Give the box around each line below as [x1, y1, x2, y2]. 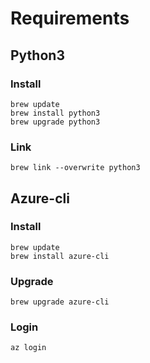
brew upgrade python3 [10, 117, 101, 127]
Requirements [10, 7, 130, 30]
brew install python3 [10, 108, 101, 118]
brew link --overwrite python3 [10, 163, 141, 173]
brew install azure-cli [10, 251, 110, 261]
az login [10, 343, 47, 353]
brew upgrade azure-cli [10, 297, 110, 307]
